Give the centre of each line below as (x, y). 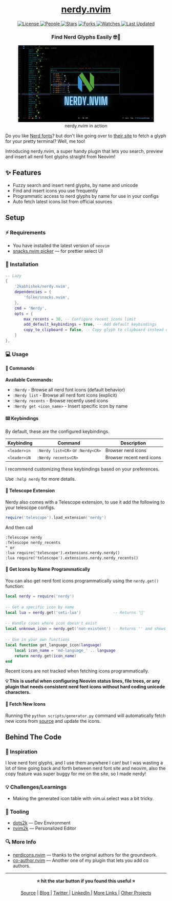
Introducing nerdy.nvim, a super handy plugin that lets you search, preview (84, 151)
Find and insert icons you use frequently (55, 191)
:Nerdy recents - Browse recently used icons (60, 401)
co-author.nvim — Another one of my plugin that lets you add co (81, 860)
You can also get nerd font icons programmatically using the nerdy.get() (82, 581)
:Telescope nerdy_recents (33, 542)
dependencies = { (33, 292)
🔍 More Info (21, 842)
